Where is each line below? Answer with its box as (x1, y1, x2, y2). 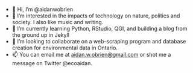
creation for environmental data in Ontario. (11, 44, 118, 51)
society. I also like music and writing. (11, 19, 104, 25)
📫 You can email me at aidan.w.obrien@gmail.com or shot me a (11, 51, 171, 58)
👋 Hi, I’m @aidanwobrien (11, 6, 74, 13)
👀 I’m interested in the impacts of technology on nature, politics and (11, 12, 180, 19)
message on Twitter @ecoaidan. (11, 60, 92, 66)
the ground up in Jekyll (11, 31, 69, 39)
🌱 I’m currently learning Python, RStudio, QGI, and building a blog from (11, 25, 188, 32)
